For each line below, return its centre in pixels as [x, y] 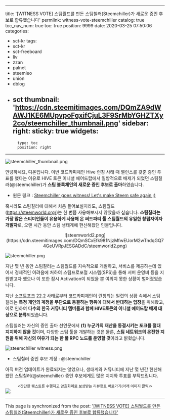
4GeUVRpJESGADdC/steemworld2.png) [85, 246]
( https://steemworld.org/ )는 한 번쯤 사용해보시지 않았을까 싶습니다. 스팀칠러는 [83, 212]
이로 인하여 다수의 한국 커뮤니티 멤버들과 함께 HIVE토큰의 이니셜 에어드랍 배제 [81, 308]
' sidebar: [134, 124]
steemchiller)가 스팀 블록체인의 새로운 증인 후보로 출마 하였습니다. [79, 184]
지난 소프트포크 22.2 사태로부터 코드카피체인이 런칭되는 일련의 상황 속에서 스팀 [83, 296]
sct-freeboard [27, 52]
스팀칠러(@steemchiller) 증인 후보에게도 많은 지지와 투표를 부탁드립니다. [86, 376]
